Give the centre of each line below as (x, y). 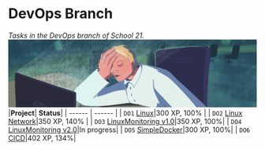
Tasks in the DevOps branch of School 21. (76, 35)
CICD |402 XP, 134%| (42, 137)
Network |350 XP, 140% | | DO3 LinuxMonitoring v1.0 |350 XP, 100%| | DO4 (125, 121)
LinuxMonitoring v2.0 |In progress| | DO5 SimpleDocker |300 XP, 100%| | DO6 (129, 130)
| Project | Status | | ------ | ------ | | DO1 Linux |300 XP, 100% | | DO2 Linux (125, 113)
